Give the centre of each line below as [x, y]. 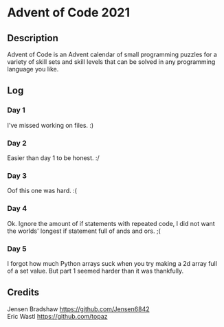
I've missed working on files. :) [51, 125]
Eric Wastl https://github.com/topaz [57, 316]
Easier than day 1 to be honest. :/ [53, 158]
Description [33, 38]
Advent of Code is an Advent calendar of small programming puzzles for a [112, 54]
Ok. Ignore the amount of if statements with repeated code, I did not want [111, 223]
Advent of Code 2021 [69, 13]
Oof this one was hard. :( [42, 191]
